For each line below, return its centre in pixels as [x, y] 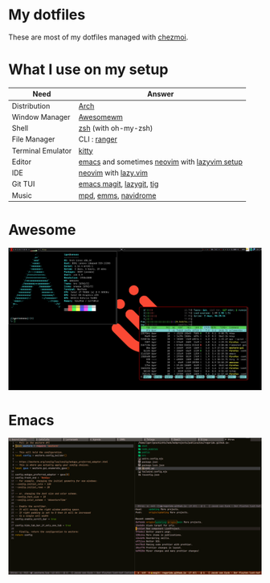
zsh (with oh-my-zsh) [116, 128]
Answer [161, 94]
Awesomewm [100, 117]
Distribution [31, 105]
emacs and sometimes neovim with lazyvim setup [160, 162]
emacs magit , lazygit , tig [119, 184]
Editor [22, 162]
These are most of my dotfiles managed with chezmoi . [98, 37]
